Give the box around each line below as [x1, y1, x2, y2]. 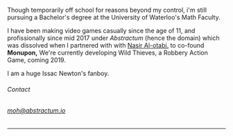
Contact [7, 85, 31, 93]
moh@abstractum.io [7, 106, 66, 115]
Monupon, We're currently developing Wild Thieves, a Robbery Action [7, 48, 208, 57]
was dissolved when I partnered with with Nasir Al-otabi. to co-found [7, 41, 205, 49]
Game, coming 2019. [7, 56, 66, 64]
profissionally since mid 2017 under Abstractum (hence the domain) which [7, 34, 220, 42]
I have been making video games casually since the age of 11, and [7, 27, 196, 35]
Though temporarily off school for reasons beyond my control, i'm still [7, 6, 207, 14]
